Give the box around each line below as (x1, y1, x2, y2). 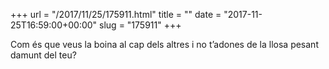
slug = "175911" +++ (99, 19, 182, 31)
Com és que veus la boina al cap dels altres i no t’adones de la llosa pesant (10, 39, 319, 50)
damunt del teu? (10, 49, 77, 61)
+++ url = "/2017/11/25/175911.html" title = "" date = (10, 9, 222, 20)
